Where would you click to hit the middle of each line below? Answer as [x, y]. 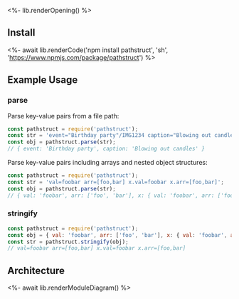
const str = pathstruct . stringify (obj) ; [68, 242]
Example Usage [43, 80]
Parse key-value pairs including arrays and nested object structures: [107, 162]
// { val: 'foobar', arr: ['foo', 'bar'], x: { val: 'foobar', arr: [111, 196]
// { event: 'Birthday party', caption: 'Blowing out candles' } [106, 149]
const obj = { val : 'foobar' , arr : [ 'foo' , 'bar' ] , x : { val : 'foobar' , [117, 235]
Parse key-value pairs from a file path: [63, 116]
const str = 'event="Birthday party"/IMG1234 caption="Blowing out [110, 136]
